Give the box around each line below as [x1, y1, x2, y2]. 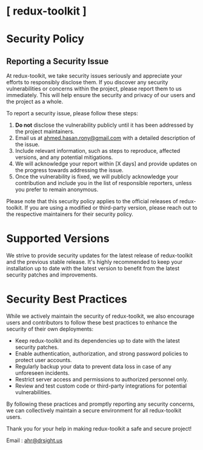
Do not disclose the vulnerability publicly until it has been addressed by [15, 121, 194, 129]
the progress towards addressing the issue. [15, 167, 124, 174]
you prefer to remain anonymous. [15, 186, 99, 193]
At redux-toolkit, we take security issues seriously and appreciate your [6, 72, 183, 79]
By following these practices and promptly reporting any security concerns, [6, 400, 195, 408]
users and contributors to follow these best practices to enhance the [6, 319, 178, 326]
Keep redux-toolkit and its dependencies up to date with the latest [15, 337, 180, 344]
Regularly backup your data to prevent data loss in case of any [15, 363, 171, 371]
